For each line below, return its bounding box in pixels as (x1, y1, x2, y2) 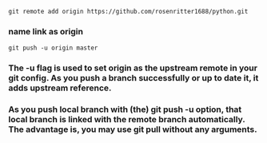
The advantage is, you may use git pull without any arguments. (8, 124, 257, 135)
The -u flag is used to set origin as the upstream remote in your (8, 62, 258, 73)
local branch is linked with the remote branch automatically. (8, 114, 245, 125)
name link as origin (8, 26, 84, 37)
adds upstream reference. (8, 82, 112, 93)
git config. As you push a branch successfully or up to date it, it (8, 73, 259, 84)
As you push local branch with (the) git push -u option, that (8, 104, 242, 115)
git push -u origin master (8, 44, 98, 52)
